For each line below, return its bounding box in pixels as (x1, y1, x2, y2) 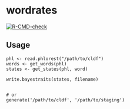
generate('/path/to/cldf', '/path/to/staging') (6, 97, 125, 103)
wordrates (6, 4, 58, 17)
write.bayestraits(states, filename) (6, 76, 99, 82)
